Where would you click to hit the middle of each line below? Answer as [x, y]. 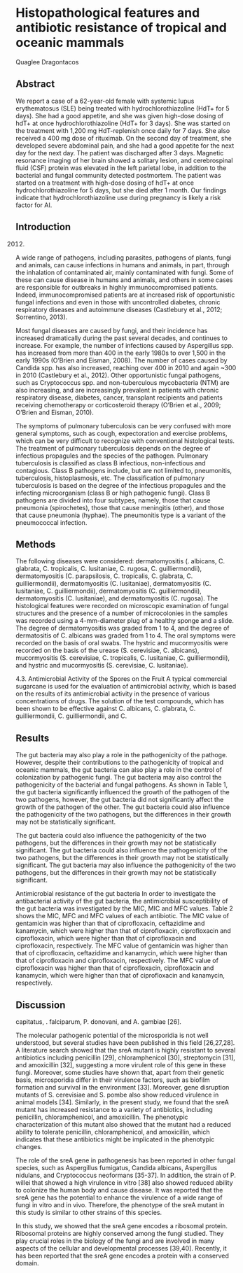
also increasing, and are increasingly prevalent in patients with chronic [117, 390]
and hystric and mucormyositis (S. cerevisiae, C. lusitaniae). [102, 666]
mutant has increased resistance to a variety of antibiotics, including [114, 1110]
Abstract [35, 84]
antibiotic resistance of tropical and [121, 28]
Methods [36, 544]
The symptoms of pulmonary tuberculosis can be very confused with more [124, 425]
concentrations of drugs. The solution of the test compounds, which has [120, 701]
